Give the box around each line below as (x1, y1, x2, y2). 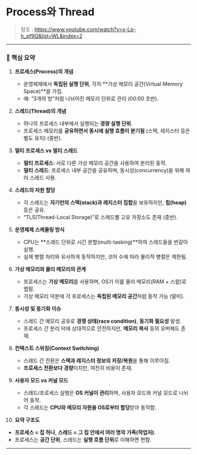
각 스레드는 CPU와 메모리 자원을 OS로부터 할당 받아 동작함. (23, 404, 157, 411)
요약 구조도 (14, 416, 40, 423)
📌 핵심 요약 (6, 53, 35, 61)
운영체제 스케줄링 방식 (14, 226, 65, 233)
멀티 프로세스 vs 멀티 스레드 (14, 147, 78, 154)
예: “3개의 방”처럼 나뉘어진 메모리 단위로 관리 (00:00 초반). (23, 95, 159, 102)
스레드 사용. (29, 174, 57, 182)
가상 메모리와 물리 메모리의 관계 (14, 266, 86, 273)
